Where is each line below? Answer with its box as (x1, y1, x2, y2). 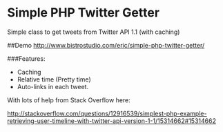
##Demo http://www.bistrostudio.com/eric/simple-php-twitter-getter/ (7, 41, 205, 49)
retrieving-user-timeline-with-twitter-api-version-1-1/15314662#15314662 (7, 116, 216, 125)
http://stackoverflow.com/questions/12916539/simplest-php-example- (7, 109, 207, 117)
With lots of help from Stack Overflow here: (7, 95, 131, 104)
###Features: (7, 54, 46, 63)
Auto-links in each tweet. (17, 82, 88, 91)
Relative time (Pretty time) (17, 75, 91, 84)
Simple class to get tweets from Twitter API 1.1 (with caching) (7, 28, 180, 36)
